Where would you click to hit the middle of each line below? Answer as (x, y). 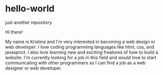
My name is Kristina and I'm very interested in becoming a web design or (80, 41)
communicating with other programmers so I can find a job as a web (75, 63)
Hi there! (14, 32)
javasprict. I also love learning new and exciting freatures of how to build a (82, 52)
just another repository (29, 22)
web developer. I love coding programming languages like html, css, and (79, 47)
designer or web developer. (33, 68)
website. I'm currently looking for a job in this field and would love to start (81, 57)
